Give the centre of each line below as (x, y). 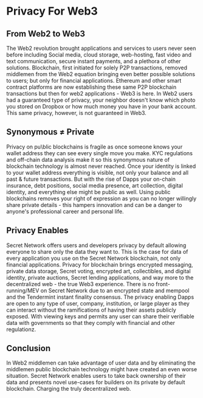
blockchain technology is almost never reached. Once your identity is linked (101, 166)
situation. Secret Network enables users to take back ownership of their (96, 376)
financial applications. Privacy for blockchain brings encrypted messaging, (100, 264)
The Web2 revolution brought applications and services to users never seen (101, 48)
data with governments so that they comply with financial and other (91, 323)
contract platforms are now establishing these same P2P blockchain (91, 87)
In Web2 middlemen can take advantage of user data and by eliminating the (101, 363)
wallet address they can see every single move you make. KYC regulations (100, 153)
